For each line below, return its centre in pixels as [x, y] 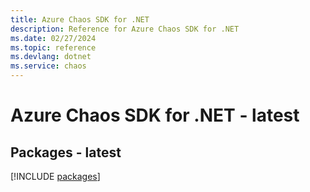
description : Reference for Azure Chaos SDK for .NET [125, 29]
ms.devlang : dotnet [51, 57]
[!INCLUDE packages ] [55, 176]
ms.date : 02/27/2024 [53, 38]
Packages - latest [66, 152]
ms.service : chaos [48, 66]
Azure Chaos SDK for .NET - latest [155, 115]
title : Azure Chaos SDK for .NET [80, 19]
